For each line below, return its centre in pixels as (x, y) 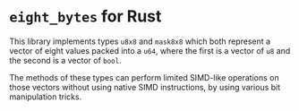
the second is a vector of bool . (66, 60)
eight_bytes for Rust (85, 17)
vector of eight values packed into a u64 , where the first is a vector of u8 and (150, 50)
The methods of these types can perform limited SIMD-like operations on (144, 77)
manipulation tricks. (46, 97)
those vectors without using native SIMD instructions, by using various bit (145, 87)
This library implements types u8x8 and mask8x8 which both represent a (140, 41)
